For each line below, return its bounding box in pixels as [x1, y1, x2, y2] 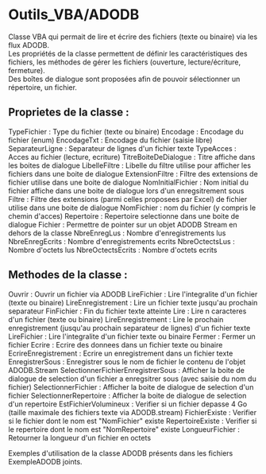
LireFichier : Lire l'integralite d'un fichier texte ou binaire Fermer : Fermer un [8, 332, 256, 341]
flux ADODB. [8, 40, 50, 49]
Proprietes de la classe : [8, 106, 129, 119]
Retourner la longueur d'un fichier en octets [8, 433, 152, 442]
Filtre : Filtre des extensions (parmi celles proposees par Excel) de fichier [8, 194, 248, 204]
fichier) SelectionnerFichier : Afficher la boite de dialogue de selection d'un [8, 382, 254, 391]
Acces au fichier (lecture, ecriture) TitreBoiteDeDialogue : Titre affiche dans [8, 152, 256, 161]
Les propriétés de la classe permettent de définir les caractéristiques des [8, 49, 248, 58]
